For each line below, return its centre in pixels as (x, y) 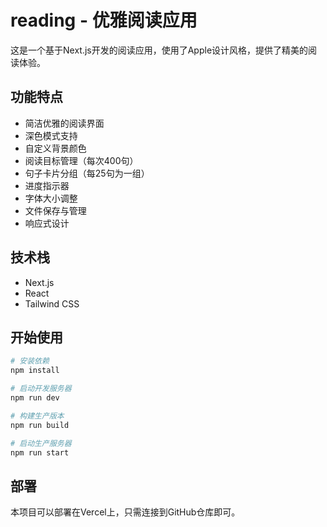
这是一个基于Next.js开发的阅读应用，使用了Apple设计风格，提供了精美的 (159, 50)
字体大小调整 (51, 198)
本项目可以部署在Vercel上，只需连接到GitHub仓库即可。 (125, 512)
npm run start (40, 452)
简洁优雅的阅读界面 (64, 123)
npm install (35, 371)
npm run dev (35, 398)
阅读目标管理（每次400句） (81, 160)
